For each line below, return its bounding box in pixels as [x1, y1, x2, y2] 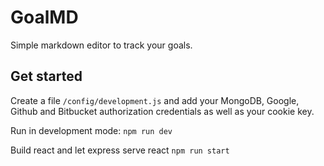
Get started [10, 68, 83, 85]
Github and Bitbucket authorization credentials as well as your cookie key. [10, 105, 315, 117]
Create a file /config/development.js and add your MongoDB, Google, [10, 94, 300, 106]
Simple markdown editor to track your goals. [10, 39, 193, 51]
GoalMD [10, 6, 79, 29]
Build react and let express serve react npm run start [10, 144, 230, 156]
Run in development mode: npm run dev [10, 124, 173, 136]
